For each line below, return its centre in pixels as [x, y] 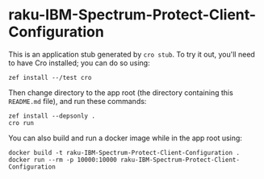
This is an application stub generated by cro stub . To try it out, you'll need [132, 54]
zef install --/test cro [50, 77]
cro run [21, 123]
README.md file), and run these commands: [78, 101]
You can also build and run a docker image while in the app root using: [125, 138]
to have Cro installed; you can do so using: [80, 63]
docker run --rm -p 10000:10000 [63, 160]
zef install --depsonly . [52, 116]
